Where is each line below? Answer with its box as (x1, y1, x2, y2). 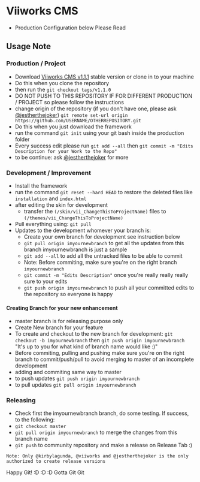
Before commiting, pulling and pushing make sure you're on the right (14, 350, 184, 357)
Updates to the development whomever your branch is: (14, 227, 151, 234)
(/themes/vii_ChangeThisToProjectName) (23, 215, 124, 221)
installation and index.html (14, 195, 87, 202)
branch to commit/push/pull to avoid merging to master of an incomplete (14, 356, 195, 363)
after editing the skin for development (14, 201, 108, 208)
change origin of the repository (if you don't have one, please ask (14, 105, 177, 112)
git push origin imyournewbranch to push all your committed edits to (23, 284, 195, 291)
